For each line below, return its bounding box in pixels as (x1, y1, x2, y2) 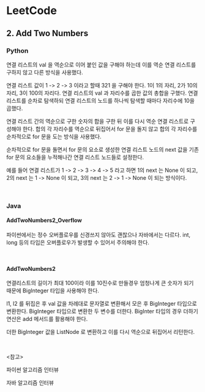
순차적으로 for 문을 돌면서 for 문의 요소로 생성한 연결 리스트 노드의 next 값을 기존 (6, 146, 199, 153)
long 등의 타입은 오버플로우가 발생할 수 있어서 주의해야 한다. (6, 239, 150, 246)
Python (6, 46, 29, 55)
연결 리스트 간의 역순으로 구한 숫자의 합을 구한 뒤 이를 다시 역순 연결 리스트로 (6, 117, 189, 125)
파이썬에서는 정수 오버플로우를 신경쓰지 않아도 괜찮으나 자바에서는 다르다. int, (6, 231, 191, 239)
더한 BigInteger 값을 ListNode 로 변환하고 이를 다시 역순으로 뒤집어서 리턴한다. (6, 328, 195, 336)
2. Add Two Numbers (6, 28, 89, 39)
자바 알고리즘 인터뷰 (6, 379, 54, 386)
